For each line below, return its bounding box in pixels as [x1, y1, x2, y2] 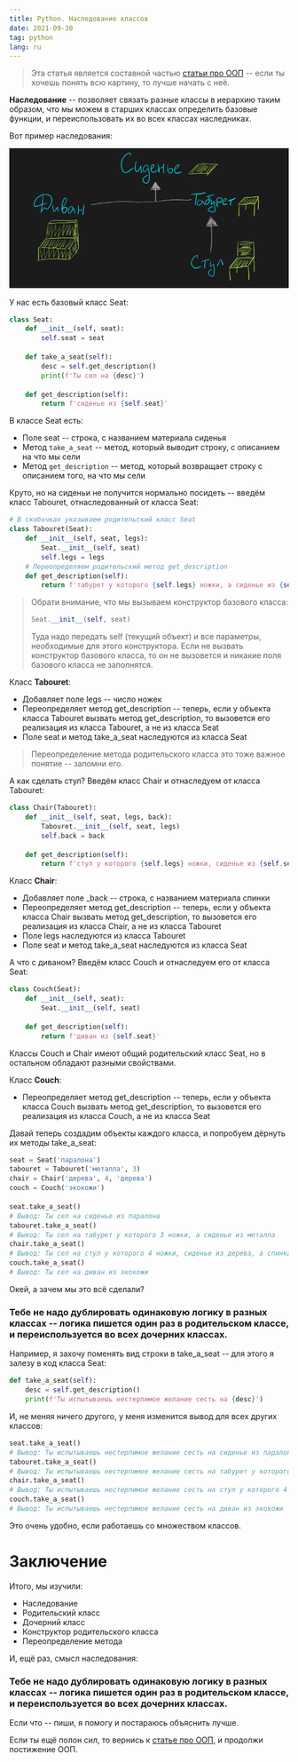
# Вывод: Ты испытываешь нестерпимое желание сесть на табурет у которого [9, 1466, 292, 1476]
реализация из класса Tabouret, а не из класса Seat [21, 722, 219, 733]
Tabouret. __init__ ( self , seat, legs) [41, 821, 180, 830]
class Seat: [9, 315, 53, 324]
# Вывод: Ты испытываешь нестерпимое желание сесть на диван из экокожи [9, 1504, 284, 1513]
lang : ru [9, 43, 42, 52]
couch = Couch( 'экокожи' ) [9, 1184, 105, 1193]
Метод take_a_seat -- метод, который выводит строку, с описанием [21, 442, 280, 453]
